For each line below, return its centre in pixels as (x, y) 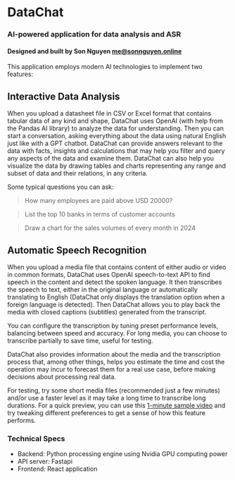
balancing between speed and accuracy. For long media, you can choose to (117, 333)
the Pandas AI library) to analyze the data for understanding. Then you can (115, 128)
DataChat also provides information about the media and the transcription (114, 354)
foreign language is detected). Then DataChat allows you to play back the (114, 304)
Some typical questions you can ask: (61, 187)
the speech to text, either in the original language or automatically (103, 289)
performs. (22, 420)
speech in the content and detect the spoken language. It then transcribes (115, 282)
